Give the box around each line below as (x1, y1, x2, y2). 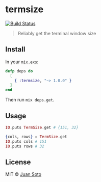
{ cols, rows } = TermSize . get (5, 134, 67, 139)
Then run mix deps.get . (5, 97, 55, 103)
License (5, 158, 31, 166)
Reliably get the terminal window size (17, 30, 96, 36)
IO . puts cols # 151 (5, 139, 47, 144)
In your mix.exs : (5, 59, 39, 65)
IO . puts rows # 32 (5, 144, 44, 149)
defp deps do (5, 68, 33, 73)
